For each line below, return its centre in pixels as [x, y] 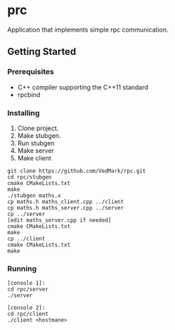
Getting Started [42, 52]
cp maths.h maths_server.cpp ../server [66, 208]
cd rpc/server [28, 290]
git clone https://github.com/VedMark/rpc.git [77, 171]
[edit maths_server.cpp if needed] [59, 220]
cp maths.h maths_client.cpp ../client [66, 202]
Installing [24, 113]
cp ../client [26, 239]
